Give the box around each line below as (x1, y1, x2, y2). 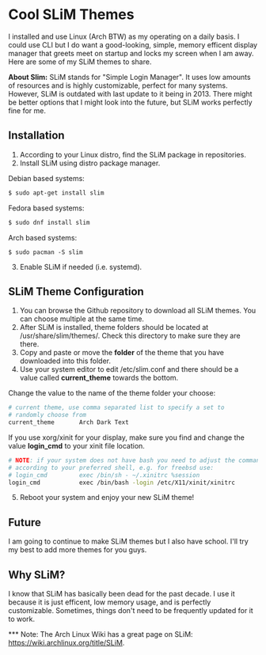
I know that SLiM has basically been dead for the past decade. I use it (8, 589, 235, 599)
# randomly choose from (8, 411, 87, 419)
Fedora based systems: (8, 203, 85, 213)
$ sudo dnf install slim (8, 218, 90, 226)
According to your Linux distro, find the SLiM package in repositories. (19, 150, 247, 159)
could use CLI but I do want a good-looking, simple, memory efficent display (8, 40, 258, 49)
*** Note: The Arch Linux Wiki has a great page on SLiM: (8, 630, 193, 639)
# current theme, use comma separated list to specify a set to (8, 403, 225, 412)
